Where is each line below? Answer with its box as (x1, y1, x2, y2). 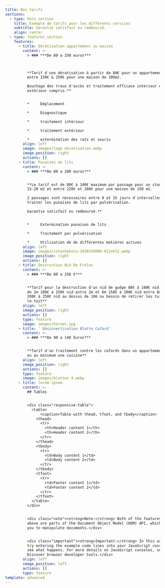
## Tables (27, 390, 48, 394)
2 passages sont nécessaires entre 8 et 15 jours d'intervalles (27, 196, 162, 200)
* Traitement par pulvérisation (27, 231, 102, 236)
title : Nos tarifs (5, 7, 43, 12)
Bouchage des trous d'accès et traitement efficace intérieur (27, 84, 157, 89)
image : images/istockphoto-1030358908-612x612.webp (23, 249, 131, 254)
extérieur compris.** (27, 88, 71, 93)
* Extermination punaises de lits (27, 222, 107, 227)
